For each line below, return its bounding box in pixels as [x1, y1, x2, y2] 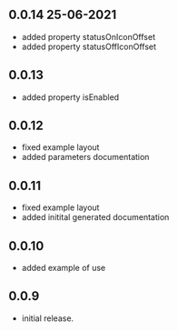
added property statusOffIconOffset [21, 41, 156, 52]
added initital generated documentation [21, 212, 170, 223]
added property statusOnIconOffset [21, 31, 156, 42]
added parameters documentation [21, 152, 150, 163]
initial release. [21, 313, 74, 324]
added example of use [21, 263, 106, 274]
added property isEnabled [21, 91, 120, 103]
